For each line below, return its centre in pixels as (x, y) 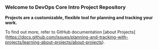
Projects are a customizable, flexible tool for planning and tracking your (79, 18)
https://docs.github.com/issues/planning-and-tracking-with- (67, 37)
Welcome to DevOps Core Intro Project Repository (65, 7)
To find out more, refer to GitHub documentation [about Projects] (70, 32)
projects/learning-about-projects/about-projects (54, 42)
